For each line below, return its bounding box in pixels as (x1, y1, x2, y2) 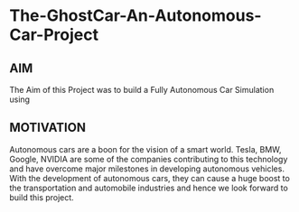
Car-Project (9, 24, 99, 45)
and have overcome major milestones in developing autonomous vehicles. (9, 163, 285, 174)
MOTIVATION (9, 120, 86, 135)
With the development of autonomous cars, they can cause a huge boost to (9, 172, 291, 183)
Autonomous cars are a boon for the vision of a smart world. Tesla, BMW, (9, 143, 282, 154)
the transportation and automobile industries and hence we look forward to (9, 182, 289, 193)
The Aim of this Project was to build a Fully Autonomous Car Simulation (9, 85, 275, 95)
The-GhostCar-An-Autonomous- (9, 5, 262, 26)
